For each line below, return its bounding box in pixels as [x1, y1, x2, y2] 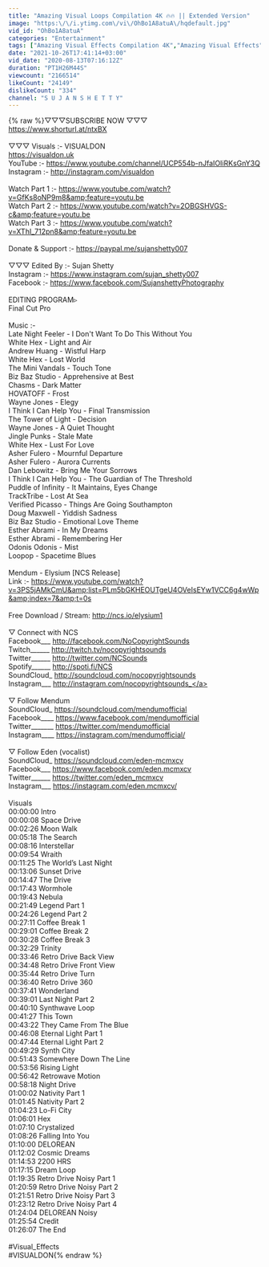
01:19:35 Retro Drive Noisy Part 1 [8, 1174, 116, 1183]
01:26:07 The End [8, 1225, 66, 1235]
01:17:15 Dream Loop [8, 1165, 76, 1175]
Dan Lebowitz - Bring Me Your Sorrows [8, 466, 138, 475]
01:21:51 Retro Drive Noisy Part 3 [8, 1191, 116, 1200]
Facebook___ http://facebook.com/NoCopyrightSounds [8, 636, 190, 646]
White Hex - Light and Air [8, 338, 92, 348]
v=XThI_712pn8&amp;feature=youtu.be [8, 226, 137, 237]
